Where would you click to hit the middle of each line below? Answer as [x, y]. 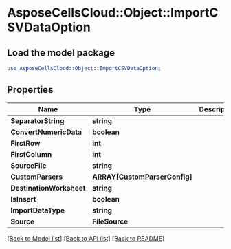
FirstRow [25, 143]
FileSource [110, 221]
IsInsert [23, 199]
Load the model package [61, 53]
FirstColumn [31, 154]
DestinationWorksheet [48, 188]
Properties [30, 90]
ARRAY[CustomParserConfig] [142, 177]
